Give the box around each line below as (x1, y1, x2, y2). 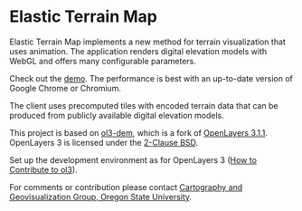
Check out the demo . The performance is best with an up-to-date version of (9, 72, 294, 83)
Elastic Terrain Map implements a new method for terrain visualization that (9, 36, 287, 47)
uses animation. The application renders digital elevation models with (9, 45, 268, 56)
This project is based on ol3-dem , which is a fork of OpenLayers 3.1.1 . (9, 127, 269, 138)
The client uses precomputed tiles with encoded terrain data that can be (9, 100, 278, 110)
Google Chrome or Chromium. (9, 82, 122, 93)
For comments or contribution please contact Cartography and (9, 181, 243, 192)
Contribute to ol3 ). (9, 164, 79, 175)
